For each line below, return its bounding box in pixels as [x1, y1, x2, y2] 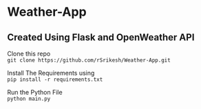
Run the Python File [7, 88, 63, 96]
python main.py [7, 95, 51, 102]
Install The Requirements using [7, 69, 95, 77]
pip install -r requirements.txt [7, 76, 103, 83]
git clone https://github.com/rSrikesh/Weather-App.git [7, 57, 171, 64]
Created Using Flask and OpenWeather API [7, 32, 195, 43]
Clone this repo [7, 49, 51, 58]
